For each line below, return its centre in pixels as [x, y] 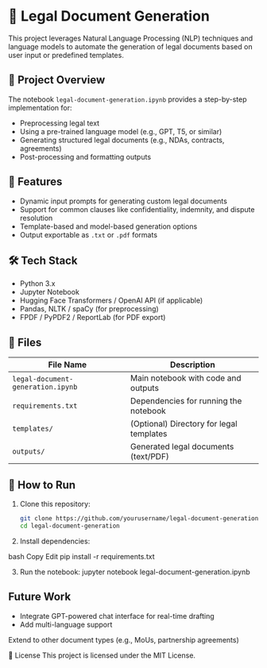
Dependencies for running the [186, 401]
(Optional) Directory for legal [184, 424]
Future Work [40, 597]
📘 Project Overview [57, 80]
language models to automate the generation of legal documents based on [130, 46]
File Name [68, 365]
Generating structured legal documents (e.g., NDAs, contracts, [122, 140]
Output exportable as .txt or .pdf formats [88, 234]
